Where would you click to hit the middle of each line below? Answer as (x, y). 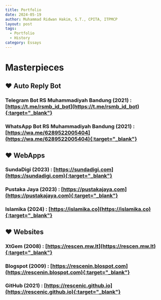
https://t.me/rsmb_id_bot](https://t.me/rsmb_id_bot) (73, 107)
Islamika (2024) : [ (28, 209)
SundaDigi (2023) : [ (30, 170)
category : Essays (23, 43)
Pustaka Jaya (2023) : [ (34, 189)
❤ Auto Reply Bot (33, 86)
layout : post (19, 24)
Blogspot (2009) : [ (29, 266)
